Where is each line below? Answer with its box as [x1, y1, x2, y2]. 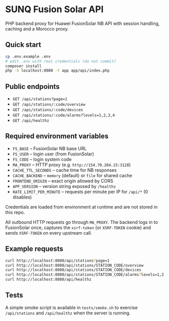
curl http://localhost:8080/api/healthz [5, 277, 92, 282]
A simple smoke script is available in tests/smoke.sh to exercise [5, 304, 138, 310]
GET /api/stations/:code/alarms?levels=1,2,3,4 [12, 113, 115, 118]
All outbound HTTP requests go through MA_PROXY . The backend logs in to [5, 219, 158, 225]
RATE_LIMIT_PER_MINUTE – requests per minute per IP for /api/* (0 [12, 188, 148, 195]
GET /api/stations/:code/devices [12, 108, 83, 113]
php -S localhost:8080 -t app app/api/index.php [5, 68, 110, 73]
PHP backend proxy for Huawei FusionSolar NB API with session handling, [5, 20, 160, 26]
